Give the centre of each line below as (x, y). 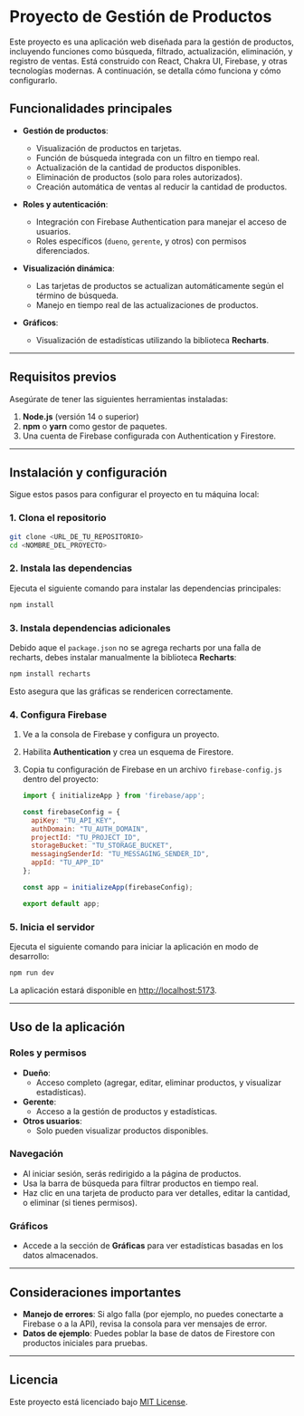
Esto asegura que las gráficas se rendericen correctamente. (121, 691)
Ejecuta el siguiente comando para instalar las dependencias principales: (146, 588)
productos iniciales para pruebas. (85, 1343)
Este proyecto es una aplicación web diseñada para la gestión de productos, (152, 42)
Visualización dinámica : (68, 268)
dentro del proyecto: (61, 779)
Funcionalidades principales (91, 109)
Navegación (37, 1154)
